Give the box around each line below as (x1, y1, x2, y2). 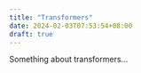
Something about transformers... (9, 54, 129, 65)
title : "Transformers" (9, 12, 93, 22)
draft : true (9, 29, 53, 38)
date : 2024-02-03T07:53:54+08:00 (9, 21, 133, 30)
